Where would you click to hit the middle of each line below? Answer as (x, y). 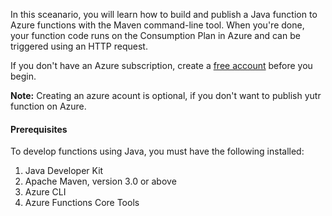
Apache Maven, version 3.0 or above (100, 181)
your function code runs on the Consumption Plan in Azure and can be (155, 35)
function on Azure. (48, 106)
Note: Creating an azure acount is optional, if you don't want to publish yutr (166, 95)
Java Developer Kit (64, 171)
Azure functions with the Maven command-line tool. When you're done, (157, 25)
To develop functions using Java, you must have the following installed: (157, 151)
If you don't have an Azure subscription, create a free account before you (161, 65)
